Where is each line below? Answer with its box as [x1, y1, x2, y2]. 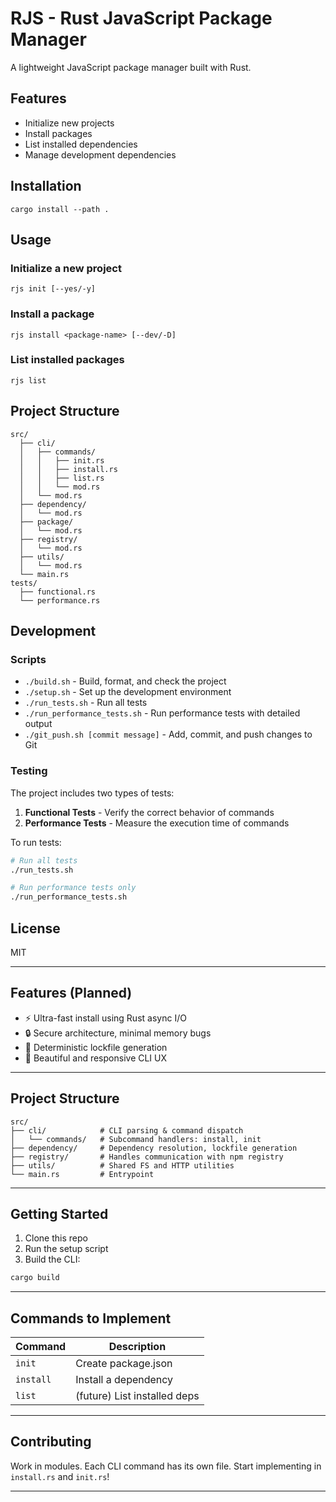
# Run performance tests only [10, 883, 137, 893]
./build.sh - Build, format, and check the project [24, 675, 227, 687]
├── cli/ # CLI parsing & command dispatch [10, 1125, 244, 1136]
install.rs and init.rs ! [10, 1470, 110, 1482]
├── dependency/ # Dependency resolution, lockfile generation [10, 1143, 298, 1153]
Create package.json [75, 1357, 173, 1371]
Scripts [10, 652, 47, 666]
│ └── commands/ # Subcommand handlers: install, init [10, 1134, 262, 1144]
